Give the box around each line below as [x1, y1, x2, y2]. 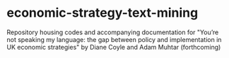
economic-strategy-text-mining [6, 5, 199, 21]
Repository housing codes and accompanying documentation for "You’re [6, 28, 219, 36]
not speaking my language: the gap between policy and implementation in [6, 35, 222, 43]
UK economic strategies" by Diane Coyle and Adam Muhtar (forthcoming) [6, 43, 221, 51]
